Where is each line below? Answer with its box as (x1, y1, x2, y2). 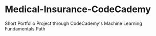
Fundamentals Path (5, 25, 46, 31)
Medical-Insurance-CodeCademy (5, 4, 151, 15)
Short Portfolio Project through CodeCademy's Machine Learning (5, 20, 143, 26)
